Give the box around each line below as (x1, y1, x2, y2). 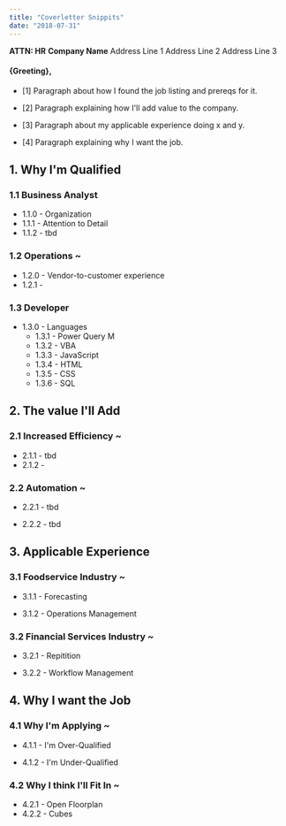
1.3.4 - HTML (34, 359, 83, 370)
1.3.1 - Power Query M (34, 331, 115, 341)
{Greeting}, (9, 65, 52, 76)
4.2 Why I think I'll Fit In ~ (9, 779, 120, 792)
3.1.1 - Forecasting (21, 591, 87, 601)
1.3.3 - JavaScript (34, 349, 100, 360)
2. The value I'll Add (9, 403, 121, 418)
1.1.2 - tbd (21, 227, 57, 239)
